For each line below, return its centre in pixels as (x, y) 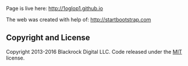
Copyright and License (48, 38)
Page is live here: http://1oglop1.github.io (55, 8)
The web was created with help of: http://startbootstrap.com (79, 19)
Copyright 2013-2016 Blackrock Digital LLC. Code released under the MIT (94, 52)
